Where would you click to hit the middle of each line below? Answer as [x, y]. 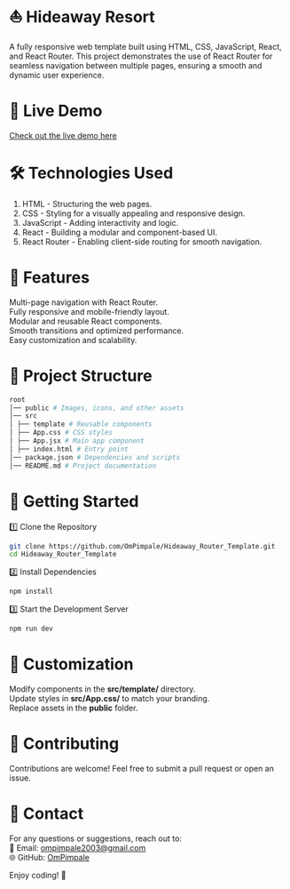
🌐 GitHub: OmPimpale [50, 857]
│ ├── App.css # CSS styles [61, 433]
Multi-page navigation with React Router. [84, 302]
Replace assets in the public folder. [74, 708]
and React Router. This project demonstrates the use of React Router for [141, 56]
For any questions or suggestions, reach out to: [95, 838]
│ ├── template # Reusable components [81, 424]
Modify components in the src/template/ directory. [102, 689]
